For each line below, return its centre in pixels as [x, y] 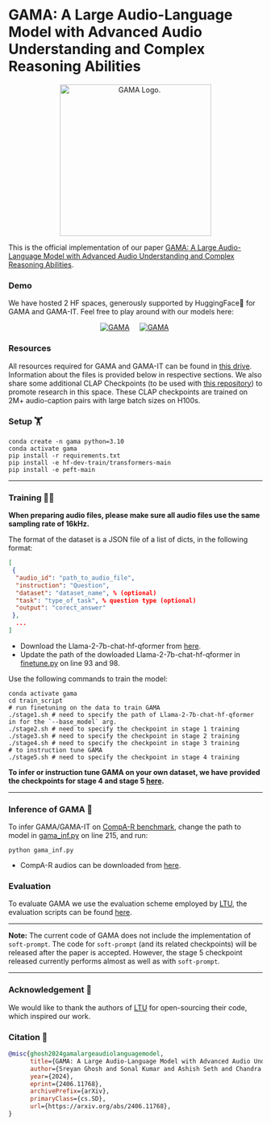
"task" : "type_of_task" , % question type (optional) [106, 600]
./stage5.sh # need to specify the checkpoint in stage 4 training [124, 757]
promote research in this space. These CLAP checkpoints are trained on [128, 392]
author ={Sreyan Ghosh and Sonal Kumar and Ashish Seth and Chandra [146, 1068]
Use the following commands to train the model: [88, 678]
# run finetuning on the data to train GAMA [84, 708]
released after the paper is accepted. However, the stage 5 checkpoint [125, 953]
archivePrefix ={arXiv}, [70, 1091]
